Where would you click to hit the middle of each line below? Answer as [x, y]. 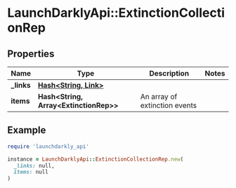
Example [27, 130]
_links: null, [34, 166]
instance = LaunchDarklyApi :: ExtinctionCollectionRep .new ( [96, 159]
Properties [31, 54]
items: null [31, 172]
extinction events [169, 105]
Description [169, 73]
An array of [159, 96]
